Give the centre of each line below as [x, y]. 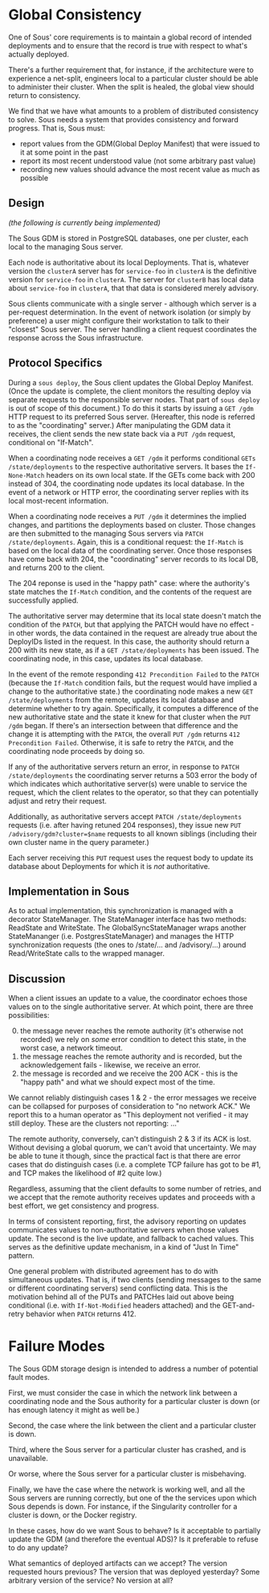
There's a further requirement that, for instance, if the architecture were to [131, 69]
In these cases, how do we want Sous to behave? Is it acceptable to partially [134, 1531]
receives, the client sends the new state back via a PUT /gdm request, [122, 434]
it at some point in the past [64, 152]
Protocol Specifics [55, 363]
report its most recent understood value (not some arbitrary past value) [138, 161]
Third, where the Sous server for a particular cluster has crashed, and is [127, 1450]
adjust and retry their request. [57, 801]
